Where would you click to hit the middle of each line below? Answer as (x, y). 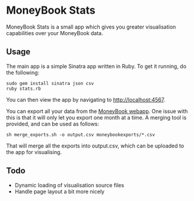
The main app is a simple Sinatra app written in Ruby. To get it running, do (96, 66)
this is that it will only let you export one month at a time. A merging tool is (96, 117)
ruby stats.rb (24, 89)
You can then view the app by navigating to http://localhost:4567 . (86, 99)
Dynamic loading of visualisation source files (69, 185)
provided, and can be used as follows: (53, 124)
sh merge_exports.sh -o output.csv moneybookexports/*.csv (81, 134)
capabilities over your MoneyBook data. (55, 33)
